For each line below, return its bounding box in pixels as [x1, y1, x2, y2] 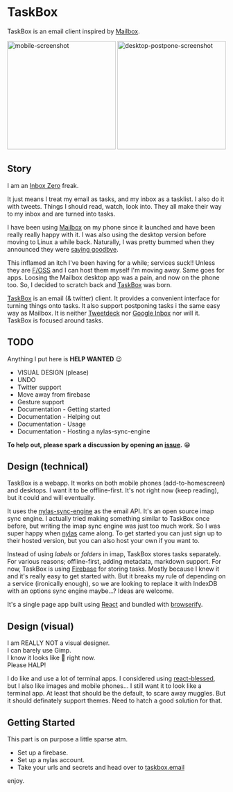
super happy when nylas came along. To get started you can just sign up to [7, 529, 223, 537]
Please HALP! [7, 661, 46, 669]
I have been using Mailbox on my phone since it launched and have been [7, 223, 216, 231]
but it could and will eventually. [7, 494, 96, 502]
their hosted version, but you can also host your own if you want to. [7, 537, 200, 545]
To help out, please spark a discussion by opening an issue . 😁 [7, 440, 191, 449]
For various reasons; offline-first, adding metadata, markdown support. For [7, 558, 222, 566]
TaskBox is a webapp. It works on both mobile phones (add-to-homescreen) [7, 479, 225, 488]
